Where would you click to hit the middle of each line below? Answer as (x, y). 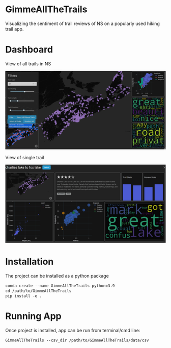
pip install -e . (24, 296)
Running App (34, 316)
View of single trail (25, 157)
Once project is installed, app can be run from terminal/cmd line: (73, 330)
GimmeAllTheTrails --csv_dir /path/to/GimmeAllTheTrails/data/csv (77, 340)
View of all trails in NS (28, 64)
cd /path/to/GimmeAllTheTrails (38, 291)
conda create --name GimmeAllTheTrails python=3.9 (60, 286)
